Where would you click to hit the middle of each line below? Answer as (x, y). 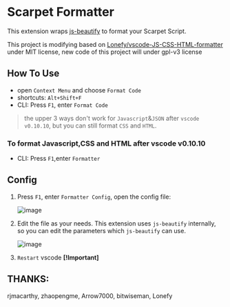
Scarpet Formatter (61, 12)
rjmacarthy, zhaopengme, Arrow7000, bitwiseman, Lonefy (90, 296)
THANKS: (28, 279)
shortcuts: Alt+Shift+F (49, 97)
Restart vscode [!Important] (58, 257)
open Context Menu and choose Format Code (79, 90)
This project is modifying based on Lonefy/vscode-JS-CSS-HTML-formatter (115, 44)
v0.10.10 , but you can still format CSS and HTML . (90, 126)
